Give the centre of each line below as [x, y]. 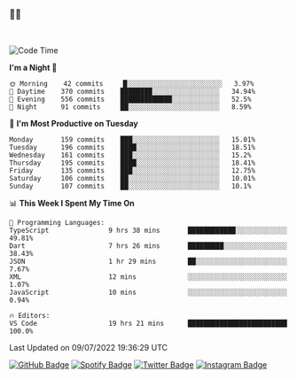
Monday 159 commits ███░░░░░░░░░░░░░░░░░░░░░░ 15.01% [132, 140]
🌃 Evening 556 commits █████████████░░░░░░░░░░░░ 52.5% [130, 100]
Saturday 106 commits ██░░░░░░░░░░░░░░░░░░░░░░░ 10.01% [132, 179]
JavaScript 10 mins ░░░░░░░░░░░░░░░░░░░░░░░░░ [148, 293]
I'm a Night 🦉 [33, 68]
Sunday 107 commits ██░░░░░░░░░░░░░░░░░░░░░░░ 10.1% [130, 186]
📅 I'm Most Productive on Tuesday [74, 124]
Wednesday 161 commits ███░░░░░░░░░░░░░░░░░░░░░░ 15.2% [130, 155]
